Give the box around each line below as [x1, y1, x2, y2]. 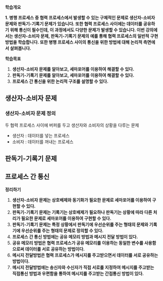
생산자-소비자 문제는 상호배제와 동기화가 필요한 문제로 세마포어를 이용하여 [12, 197, 151, 203]
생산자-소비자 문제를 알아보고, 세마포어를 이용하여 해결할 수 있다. [12, 66, 135, 72]
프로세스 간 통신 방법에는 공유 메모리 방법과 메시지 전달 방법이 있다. [12, 233, 138, 239]
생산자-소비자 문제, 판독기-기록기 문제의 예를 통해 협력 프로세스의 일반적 [14, 33, 150, 39]
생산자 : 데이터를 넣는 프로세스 [12, 132, 70, 138]
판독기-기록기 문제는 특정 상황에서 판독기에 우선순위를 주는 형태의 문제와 [12, 221, 149, 227]
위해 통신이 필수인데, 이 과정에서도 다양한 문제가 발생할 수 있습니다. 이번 [10, 27, 145, 33]
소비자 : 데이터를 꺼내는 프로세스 [12, 139, 74, 145]
